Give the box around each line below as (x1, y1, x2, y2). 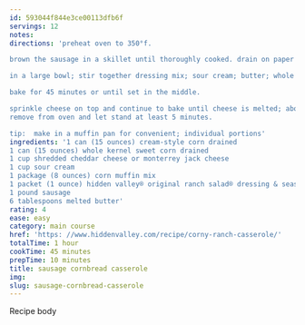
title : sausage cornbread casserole (9, 264, 148, 273)
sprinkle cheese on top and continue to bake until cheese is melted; (9, 104, 282, 113)
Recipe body (9, 306, 57, 317)
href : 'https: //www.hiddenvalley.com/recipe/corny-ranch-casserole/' (9, 231, 282, 240)
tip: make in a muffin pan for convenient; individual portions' (9, 129, 266, 138)
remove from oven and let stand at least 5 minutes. (9, 113, 213, 122)
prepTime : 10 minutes (9, 255, 92, 264)
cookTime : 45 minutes (9, 247, 92, 256)
